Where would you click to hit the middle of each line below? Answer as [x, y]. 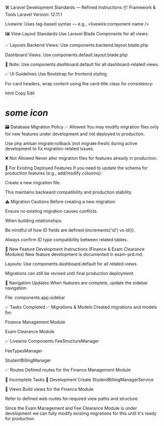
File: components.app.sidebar [35, 297]
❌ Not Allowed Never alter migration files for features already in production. [81, 158]
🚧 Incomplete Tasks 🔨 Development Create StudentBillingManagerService [79, 379]
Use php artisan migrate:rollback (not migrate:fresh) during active [71, 143]
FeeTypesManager [24, 351]
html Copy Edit [20, 93]
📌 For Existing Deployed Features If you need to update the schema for [76, 168]
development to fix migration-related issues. [50, 149]
